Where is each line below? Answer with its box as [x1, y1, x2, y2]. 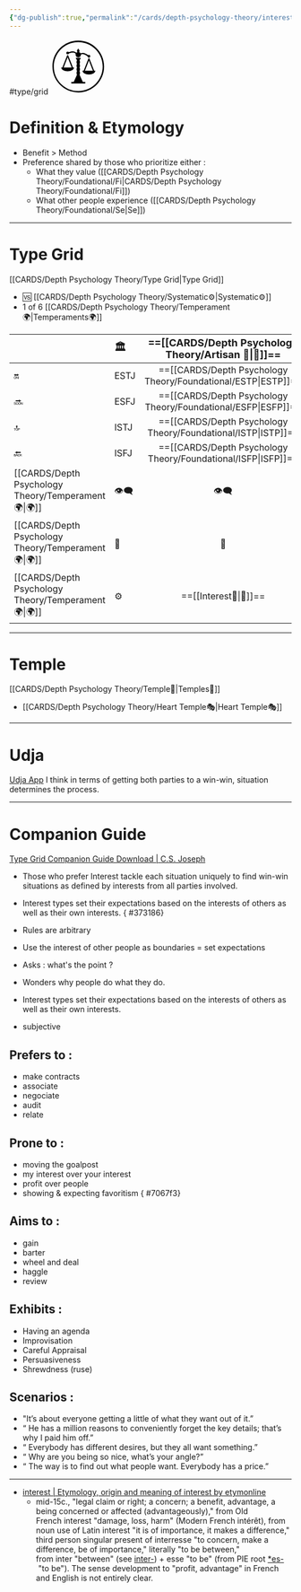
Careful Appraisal [21, 1344, 87, 1355]
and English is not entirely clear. [35, 1572, 154, 1584]
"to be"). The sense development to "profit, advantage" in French [38, 1563, 279, 1574]
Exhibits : [9, 1302, 63, 1317]
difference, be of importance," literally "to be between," [35, 1544, 240, 1555]
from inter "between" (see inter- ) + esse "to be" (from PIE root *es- [35, 1553, 285, 1564]
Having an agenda [21, 1325, 90, 1336]
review [21, 1275, 47, 1286]
